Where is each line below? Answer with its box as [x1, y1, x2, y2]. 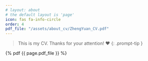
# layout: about [5, 7, 40, 13]
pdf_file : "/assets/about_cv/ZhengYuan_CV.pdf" [5, 26, 109, 32]
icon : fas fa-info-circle [5, 17, 61, 22]
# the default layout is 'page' [5, 12, 75, 17]
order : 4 [5, 21, 24, 27]
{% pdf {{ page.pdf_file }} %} [5, 50, 67, 56]
